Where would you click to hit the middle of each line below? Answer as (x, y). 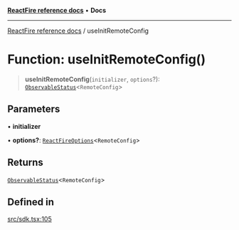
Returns (26, 163)
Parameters (34, 109)
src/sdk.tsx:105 (30, 219)
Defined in (31, 202)
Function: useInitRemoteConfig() (107, 59)
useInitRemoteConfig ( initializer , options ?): (92, 79)
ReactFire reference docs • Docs (57, 10)
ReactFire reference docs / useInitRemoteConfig (78, 31)
